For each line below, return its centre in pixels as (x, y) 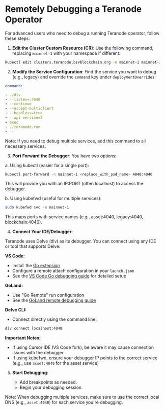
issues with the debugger (38, 353)
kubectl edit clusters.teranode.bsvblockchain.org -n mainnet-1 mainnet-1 (83, 62)
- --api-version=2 (24, 118)
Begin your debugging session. (51, 387)
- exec (12, 122)
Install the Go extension (36, 266)
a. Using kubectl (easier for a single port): (47, 165)
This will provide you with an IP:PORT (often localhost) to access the (74, 184)
